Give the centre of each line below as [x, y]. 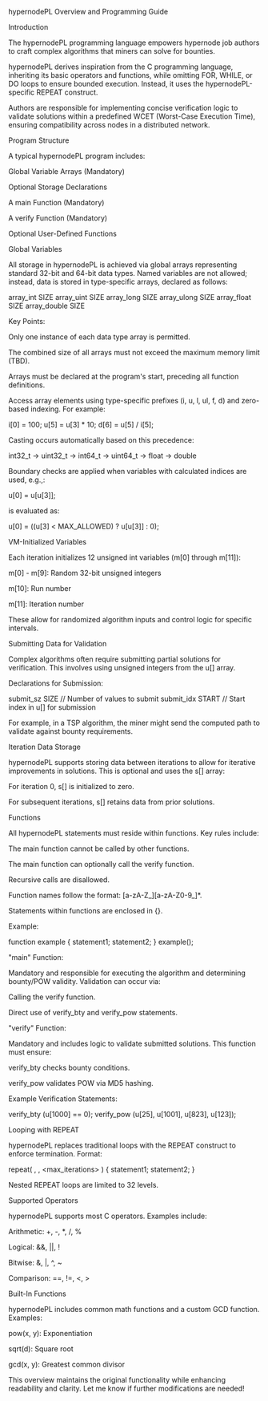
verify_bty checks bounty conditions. [69, 1067]
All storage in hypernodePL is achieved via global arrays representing [123, 265]
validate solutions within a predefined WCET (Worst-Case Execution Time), [132, 116]
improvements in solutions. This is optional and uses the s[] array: [117, 771]
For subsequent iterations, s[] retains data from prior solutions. [112, 802]
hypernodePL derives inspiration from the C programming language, [121, 67]
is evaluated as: [34, 511]
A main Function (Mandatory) [56, 202]
